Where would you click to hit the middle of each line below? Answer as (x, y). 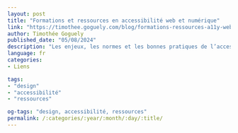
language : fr (27, 54)
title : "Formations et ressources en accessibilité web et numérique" (114, 21)
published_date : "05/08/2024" (52, 40)
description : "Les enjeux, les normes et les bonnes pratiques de (107, 47)
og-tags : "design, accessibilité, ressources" (77, 112)
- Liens (19, 66)
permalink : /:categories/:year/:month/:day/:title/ (85, 118)
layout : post (27, 14)
